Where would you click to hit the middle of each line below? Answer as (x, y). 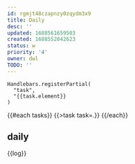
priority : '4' (28, 53)
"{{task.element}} (40, 96)
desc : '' (20, 26)
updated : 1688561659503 (42, 33)
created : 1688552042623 (42, 39)
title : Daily (26, 20)
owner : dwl (23, 59)
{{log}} (17, 154)
